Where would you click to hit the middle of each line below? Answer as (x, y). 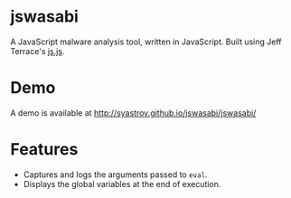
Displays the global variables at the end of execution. (122, 184)
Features (44, 150)
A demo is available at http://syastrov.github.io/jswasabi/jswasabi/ (133, 113)
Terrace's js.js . (38, 51)
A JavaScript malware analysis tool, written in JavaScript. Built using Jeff (146, 42)
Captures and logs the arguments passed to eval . (115, 174)
